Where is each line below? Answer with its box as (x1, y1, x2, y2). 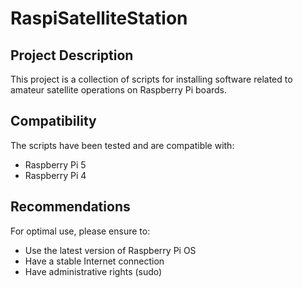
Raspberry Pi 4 (24, 169, 87, 181)
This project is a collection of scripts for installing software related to (10, 73, 293, 85)
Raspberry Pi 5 (24, 158, 87, 171)
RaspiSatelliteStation (10, 7, 188, 30)
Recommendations (10, 198, 131, 216)
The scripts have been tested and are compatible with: (10, 139, 235, 151)
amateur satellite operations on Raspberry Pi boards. (10, 84, 228, 96)
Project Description (10, 47, 134, 64)
